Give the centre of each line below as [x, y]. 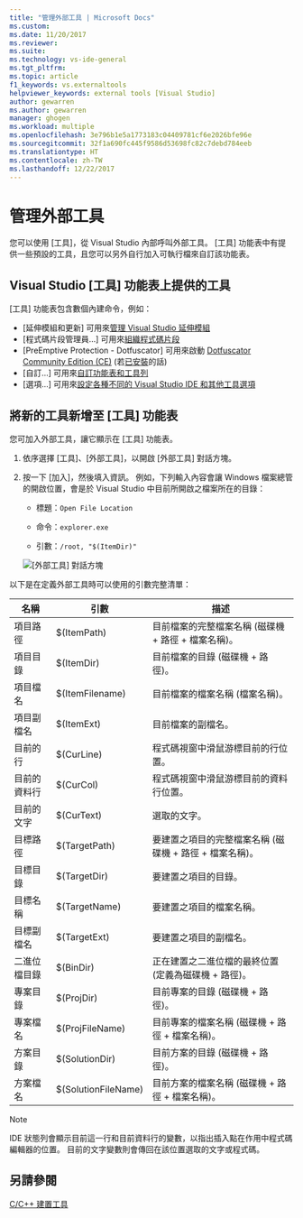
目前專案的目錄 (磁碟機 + [204, 992]
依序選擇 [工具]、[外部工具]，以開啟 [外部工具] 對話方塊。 [129, 457]
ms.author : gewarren [48, 110]
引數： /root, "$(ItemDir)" [86, 546]
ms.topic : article [44, 77]
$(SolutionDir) [86, 1058]
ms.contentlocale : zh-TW [56, 160]
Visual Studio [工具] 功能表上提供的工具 [120, 285]
